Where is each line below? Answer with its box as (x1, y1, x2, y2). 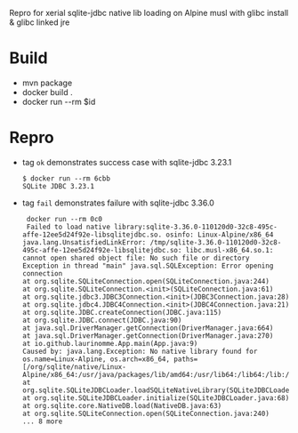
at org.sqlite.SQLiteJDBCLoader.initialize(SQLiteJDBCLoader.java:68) (21, 393, 290, 403)
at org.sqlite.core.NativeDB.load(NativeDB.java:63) (21, 401, 222, 410)
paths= (173, 355, 198, 364)
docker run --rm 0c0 (26, 214, 102, 223)
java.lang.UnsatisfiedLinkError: (21, 237, 147, 247)
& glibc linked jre (9, 17, 70, 28)
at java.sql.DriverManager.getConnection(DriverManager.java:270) (21, 331, 274, 341)
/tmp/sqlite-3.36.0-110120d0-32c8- (149, 237, 282, 247)
